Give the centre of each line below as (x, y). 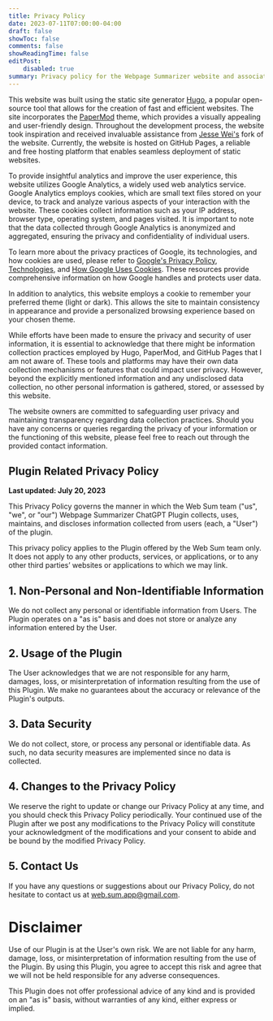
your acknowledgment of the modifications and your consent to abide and (132, 832)
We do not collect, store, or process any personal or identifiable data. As (130, 743)
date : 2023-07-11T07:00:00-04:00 (65, 24)
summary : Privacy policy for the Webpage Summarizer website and (121, 76)
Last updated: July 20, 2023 (57, 491)
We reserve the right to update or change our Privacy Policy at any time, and (136, 806)
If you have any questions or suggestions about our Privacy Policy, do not (132, 885)
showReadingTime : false (49, 54)
